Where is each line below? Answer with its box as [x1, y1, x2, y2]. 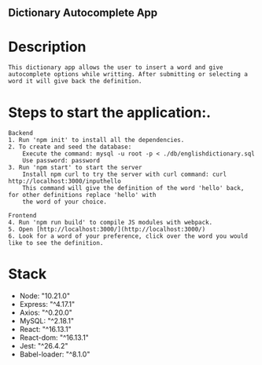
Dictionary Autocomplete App [8, 6, 158, 20]
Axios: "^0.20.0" [19, 308, 72, 317]
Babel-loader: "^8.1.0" [19, 349, 90, 360]
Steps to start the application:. [8, 104, 211, 121]
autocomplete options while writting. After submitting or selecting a [8, 71, 248, 78]
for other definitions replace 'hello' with [8, 192, 157, 199]
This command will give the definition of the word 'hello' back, [22, 184, 245, 192]
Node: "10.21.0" [19, 291, 71, 301]
